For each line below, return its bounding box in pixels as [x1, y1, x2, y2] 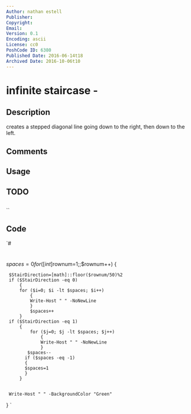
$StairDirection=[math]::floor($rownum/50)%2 [8, 272, 123, 278]
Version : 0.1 [6, 31, 38, 37]
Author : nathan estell [6, 8, 62, 15]
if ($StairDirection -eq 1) [8, 319, 78, 325]
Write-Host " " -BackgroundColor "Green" [8, 391, 112, 397]
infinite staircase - [6, 84, 99, 97]
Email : [6, 25, 22, 31]
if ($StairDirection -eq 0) [8, 277, 78, 283]
